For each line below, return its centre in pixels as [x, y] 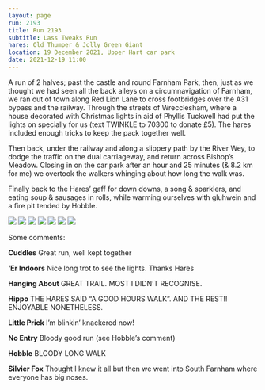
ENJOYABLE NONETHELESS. [56, 307]
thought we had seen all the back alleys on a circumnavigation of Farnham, [131, 90]
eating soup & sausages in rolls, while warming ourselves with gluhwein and [132, 197]
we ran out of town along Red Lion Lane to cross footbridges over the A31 [128, 99]
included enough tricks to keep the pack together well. [97, 132]
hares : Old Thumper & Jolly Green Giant [76, 45]
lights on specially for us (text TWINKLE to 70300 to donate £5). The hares [130, 124]
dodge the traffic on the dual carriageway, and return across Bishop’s [121, 156]
